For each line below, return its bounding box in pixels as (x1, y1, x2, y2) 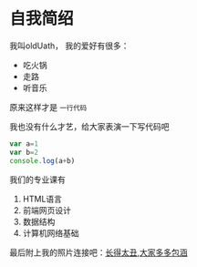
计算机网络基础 (22, 227, 79, 238)
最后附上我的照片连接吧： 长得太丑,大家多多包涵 (9, 247, 189, 258)
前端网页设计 (22, 204, 71, 215)
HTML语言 (22, 193, 62, 204)
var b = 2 (9, 148, 39, 157)
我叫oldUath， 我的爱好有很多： (9, 40, 130, 51)
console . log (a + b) (9, 156, 76, 165)
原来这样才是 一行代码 (9, 101, 88, 112)
